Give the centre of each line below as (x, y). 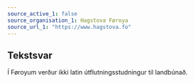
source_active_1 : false (43, 14)
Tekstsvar (30, 55)
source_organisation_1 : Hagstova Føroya (68, 20)
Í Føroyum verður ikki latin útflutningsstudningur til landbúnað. (97, 72)
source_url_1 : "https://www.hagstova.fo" (69, 27)
